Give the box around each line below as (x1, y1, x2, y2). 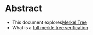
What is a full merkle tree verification (12, 24, 88, 30)
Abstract (5, 3, 42, 14)
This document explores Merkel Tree (12, 19, 87, 25)
